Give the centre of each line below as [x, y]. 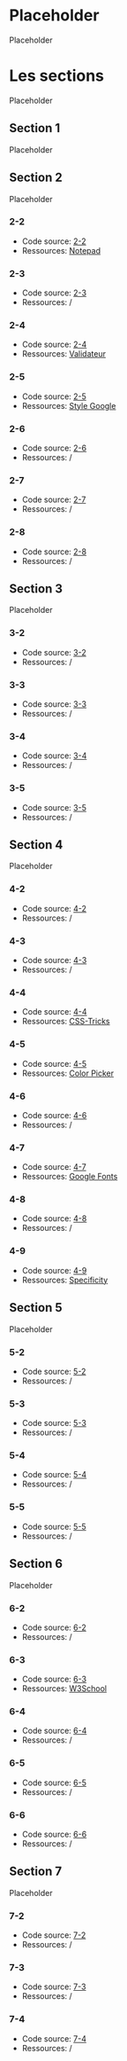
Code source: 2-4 [54, 345]
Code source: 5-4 [54, 1475]
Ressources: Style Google [69, 405]
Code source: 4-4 [54, 1012]
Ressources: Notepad [61, 250]
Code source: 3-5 [54, 807]
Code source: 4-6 [54, 1115]
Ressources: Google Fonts [70, 1177]
